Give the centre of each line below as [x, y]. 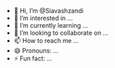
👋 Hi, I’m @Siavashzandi [48, 11]
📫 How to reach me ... [46, 41]
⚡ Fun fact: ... [33, 58]
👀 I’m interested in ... [43, 18]
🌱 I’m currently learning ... [51, 25]
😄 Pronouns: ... [36, 51]
